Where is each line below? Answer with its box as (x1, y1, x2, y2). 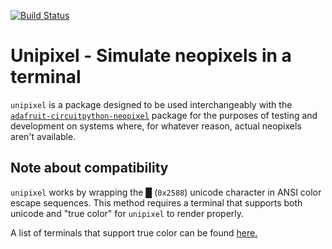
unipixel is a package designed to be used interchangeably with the (10, 98, 293, 110)
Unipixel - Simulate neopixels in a (10, 45, 292, 67)
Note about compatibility (10, 160, 169, 177)
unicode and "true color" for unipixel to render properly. (10, 207, 245, 219)
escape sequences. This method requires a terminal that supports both (10, 196, 303, 209)
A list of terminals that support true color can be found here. (10, 226, 258, 239)
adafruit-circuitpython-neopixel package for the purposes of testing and (10, 109, 318, 121)
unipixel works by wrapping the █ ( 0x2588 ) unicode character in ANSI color (10, 186, 322, 198)
